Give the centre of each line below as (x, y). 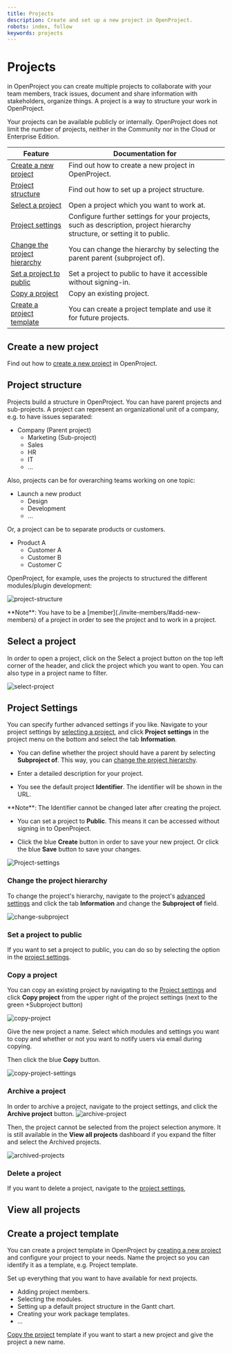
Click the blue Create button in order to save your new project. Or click (118, 842)
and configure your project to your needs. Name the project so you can (108, 1257)
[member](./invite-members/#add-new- (144, 612)
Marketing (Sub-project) (62, 437)
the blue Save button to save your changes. (79, 849)
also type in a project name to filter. (58, 673)
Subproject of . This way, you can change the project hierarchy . (107, 760)
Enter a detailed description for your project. (80, 774)
